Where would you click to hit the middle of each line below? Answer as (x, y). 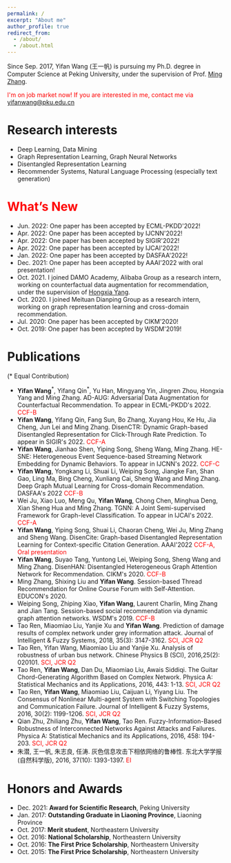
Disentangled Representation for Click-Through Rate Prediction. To (112, 435)
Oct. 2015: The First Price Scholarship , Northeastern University (108, 852)
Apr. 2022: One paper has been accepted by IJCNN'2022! (100, 233)
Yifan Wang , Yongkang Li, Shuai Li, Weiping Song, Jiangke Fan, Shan (116, 471)
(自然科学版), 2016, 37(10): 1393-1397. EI (74, 760)
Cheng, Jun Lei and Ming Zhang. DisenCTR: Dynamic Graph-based (112, 427)
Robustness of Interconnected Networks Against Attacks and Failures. (117, 729)
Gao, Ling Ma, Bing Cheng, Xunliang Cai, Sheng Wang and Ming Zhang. (119, 479)
